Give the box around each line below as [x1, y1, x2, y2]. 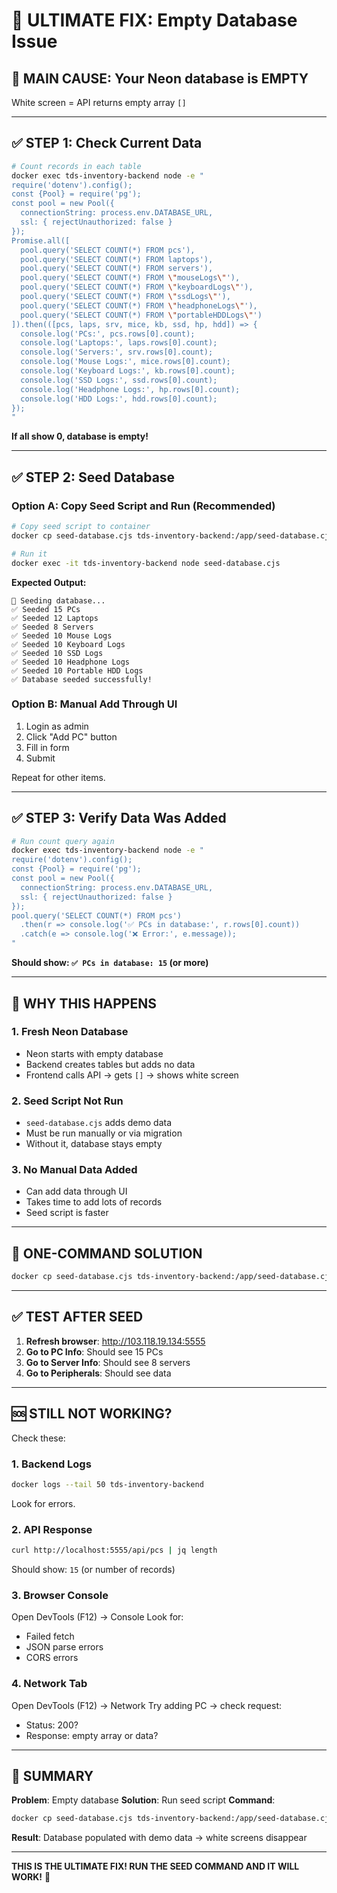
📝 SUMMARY [11, 1768, 94, 1785]
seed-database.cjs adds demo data [25, 1117, 173, 1129]
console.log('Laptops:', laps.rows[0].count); [20, 338, 218, 348]
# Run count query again [11, 836, 115, 846]
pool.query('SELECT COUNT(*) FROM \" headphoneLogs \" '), [20, 300, 258, 311]
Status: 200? [25, 1719, 79, 1731]
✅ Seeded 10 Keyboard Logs [11, 639, 126, 649]
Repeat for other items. [11, 771, 106, 783]
